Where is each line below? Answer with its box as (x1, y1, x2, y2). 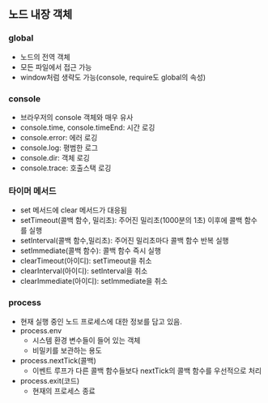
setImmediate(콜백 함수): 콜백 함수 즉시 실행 (19, 246, 162, 255)
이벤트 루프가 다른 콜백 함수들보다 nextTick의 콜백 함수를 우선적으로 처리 (32, 366, 262, 375)
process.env (19, 325, 62, 335)
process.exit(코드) (19, 375, 80, 385)
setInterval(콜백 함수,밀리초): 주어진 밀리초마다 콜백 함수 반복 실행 (19, 236, 229, 246)
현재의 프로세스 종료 (32, 386, 96, 396)
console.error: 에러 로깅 (19, 132, 98, 142)
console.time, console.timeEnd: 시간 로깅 (19, 122, 155, 132)
